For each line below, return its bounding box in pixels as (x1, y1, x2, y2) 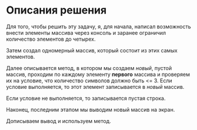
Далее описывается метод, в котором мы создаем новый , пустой (6, 64, 172, 71)
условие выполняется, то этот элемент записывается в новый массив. (6, 83, 185, 90)
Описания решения (6, 4, 107, 17)
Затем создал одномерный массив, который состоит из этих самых (6, 46, 178, 54)
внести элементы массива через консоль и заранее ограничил (6, 29, 166, 36)
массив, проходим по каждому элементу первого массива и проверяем (6, 71, 190, 78)
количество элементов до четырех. (6, 35, 96, 42)
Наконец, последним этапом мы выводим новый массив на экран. (6, 106, 175, 113)
